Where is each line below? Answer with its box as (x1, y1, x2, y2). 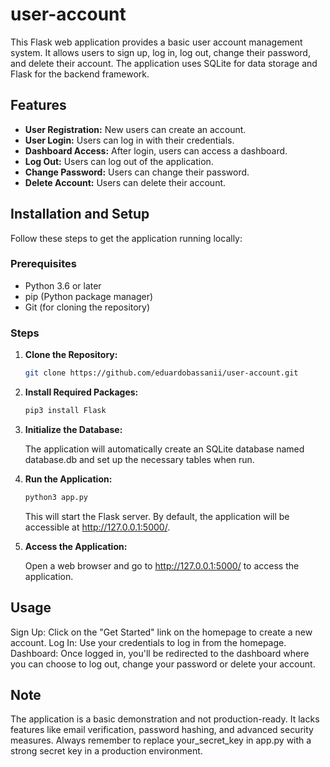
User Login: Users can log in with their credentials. (24, 134, 235, 146)
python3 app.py (24, 492, 89, 502)
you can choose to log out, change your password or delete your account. (10, 658, 316, 670)
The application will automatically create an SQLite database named (24, 443, 305, 455)
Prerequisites (10, 257, 77, 271)
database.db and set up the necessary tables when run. (24, 453, 255, 465)
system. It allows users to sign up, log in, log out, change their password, (10, 46, 311, 58)
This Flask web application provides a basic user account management (10, 36, 303, 48)
